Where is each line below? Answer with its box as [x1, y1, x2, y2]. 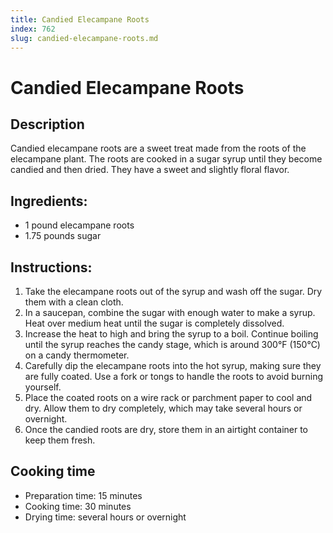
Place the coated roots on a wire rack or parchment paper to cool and [24, 392, 313, 403]
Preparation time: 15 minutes [24, 489, 143, 501]
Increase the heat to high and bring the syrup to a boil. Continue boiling [24, 328, 319, 340]
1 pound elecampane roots [24, 219, 135, 231]
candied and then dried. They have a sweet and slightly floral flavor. [10, 164, 290, 176]
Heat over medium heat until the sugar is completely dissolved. [24, 317, 285, 329]
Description [10, 116, 85, 133]
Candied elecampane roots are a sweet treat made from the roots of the [10, 142, 307, 155]
